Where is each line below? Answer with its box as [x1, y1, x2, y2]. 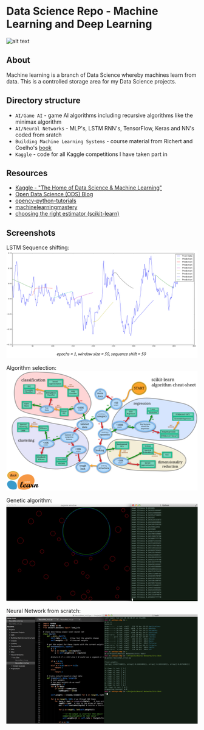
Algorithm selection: [6, 364, 56, 372]
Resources [6, 168, 48, 178]
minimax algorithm [15, 118, 62, 126]
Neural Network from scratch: [6, 608, 81, 615]
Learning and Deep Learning [6, 17, 153, 31]
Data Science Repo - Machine [6, 4, 158, 18]
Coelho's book [15, 144, 52, 151]
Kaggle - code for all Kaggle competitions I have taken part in [15, 151, 168, 158]
